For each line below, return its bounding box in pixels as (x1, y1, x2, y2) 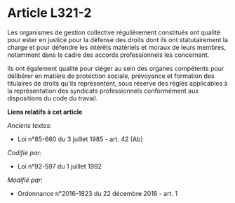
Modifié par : (7, 176, 43, 184)
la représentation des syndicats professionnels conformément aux (7, 86, 199, 95)
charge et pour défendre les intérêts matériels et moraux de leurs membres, (7, 43, 227, 51)
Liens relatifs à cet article (7, 107, 83, 116)
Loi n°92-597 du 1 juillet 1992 (17, 162, 102, 170)
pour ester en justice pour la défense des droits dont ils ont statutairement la (7, 35, 228, 44)
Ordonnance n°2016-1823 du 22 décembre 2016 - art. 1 (17, 189, 177, 197)
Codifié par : (7, 148, 42, 157)
